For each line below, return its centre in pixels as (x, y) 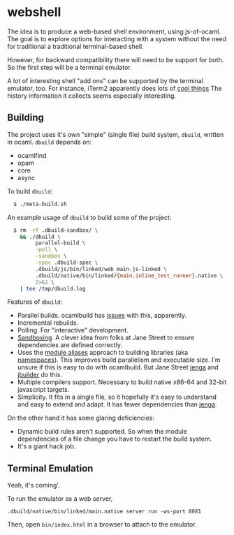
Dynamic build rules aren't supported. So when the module (102, 432)
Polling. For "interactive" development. (73, 330)
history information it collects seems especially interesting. (92, 96)
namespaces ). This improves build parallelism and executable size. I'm (119, 360)
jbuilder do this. (40, 375)
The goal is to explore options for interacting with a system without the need (117, 38)
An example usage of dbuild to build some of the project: (89, 217)
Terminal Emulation (50, 468)
